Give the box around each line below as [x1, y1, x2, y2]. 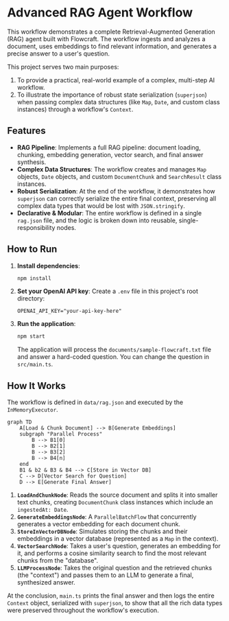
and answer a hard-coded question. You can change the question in [16, 353, 210, 361]
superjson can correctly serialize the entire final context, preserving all [16, 194, 217, 202]
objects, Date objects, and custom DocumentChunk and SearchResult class [16, 172, 221, 180]
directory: [16, 294, 45, 303]
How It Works [7, 379, 67, 392]
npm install [16, 274, 51, 282]
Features [7, 125, 46, 137]
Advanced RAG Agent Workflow [7, 5, 193, 21]
